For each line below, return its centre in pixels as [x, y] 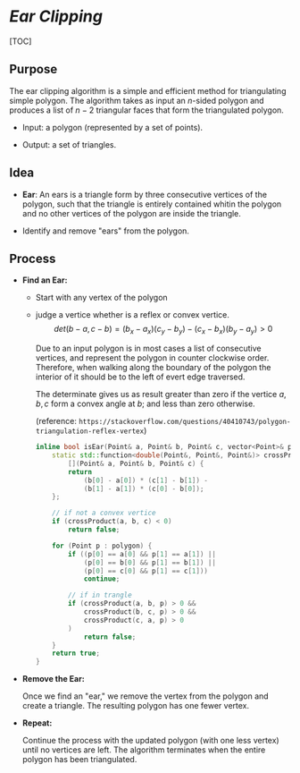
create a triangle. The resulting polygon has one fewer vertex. [136, 706]
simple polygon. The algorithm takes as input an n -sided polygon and [137, 100]
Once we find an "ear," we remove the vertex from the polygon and [146, 696]
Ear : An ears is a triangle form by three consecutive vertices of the [145, 194]
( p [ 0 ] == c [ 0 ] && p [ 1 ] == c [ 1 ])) [146, 571]
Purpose [33, 69]
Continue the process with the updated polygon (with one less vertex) [150, 741]
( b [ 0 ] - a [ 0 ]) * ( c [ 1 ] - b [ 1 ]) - [146, 480]
